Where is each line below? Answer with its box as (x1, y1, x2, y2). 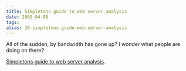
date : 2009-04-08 (6, 14, 49, 20)
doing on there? (6, 47, 45, 54)
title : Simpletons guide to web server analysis (6, 8, 127, 15)
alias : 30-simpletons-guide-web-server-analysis (6, 24, 127, 31)
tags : (6, 19, 19, 25)
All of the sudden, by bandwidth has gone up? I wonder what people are (6, 41, 181, 48)
